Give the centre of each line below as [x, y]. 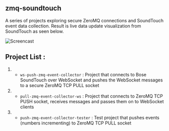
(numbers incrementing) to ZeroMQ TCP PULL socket [76, 123]
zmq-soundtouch [33, 8]
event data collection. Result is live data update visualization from [73, 26]
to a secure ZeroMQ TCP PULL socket [60, 85]
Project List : [25, 57]
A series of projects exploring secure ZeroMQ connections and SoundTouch [84, 20]
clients [27, 107]
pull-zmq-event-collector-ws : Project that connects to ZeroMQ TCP [91, 96]
